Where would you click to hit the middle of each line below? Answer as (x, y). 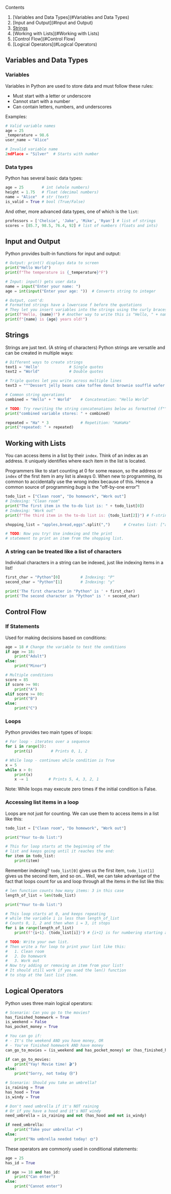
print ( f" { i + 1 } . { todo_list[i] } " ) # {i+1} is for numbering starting (89, 933)
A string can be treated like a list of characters (64, 551)
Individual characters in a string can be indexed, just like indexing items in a (84, 563)
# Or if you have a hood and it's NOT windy (53, 1111)
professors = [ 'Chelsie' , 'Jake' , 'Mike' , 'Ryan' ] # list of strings (81, 221)
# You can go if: (24, 1036)
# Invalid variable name (32, 149)
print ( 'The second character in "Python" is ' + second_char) (73, 596)
